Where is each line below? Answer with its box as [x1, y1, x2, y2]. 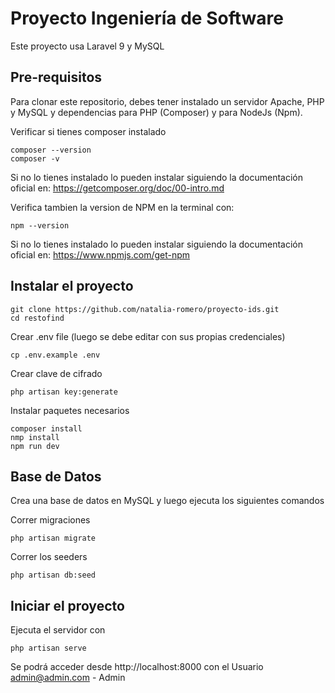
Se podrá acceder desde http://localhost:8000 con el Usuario [10, 661, 264, 673]
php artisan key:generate [10, 387, 118, 397]
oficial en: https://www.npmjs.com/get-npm [10, 248, 191, 261]
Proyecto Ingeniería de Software [10, 7, 284, 30]
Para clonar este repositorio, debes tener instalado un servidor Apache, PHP [10, 95, 325, 107]
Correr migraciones [10, 514, 91, 526]
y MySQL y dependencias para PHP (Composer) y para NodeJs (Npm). [10, 106, 303, 118]
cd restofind [10, 313, 65, 323]
